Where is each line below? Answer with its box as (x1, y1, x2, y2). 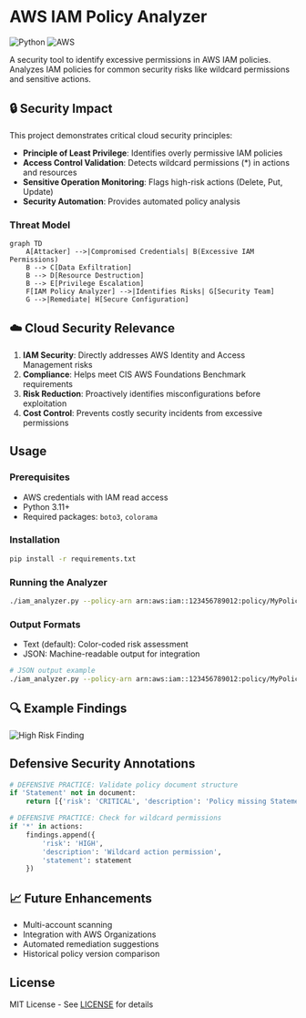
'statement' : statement (42, 856, 132, 865)
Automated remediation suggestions (22, 939, 159, 950)
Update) (22, 186, 54, 197)
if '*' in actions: (9, 822, 84, 831)
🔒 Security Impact (9, 101, 113, 117)
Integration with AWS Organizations (22, 929, 157, 940)
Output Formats (9, 617, 81, 630)
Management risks (22, 359, 93, 370)
